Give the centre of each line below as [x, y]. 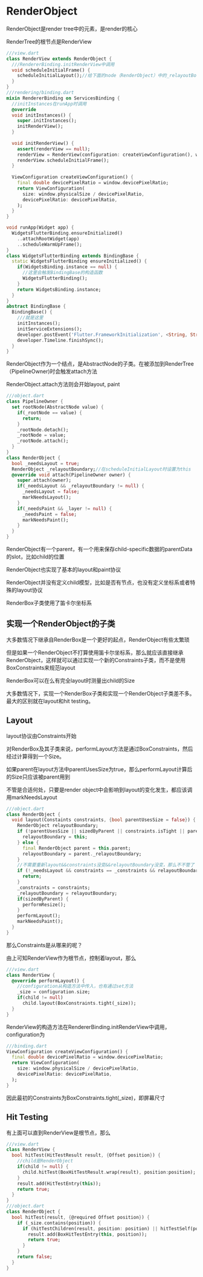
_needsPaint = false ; [50, 514]
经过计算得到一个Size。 [36, 756]
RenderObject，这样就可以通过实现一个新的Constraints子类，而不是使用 [96, 660]
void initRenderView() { [43, 143]
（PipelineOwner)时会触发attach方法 [52, 372]
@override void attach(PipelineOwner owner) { [71, 475]
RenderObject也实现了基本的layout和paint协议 [64, 570]
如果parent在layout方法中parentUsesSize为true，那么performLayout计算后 [99, 769]
